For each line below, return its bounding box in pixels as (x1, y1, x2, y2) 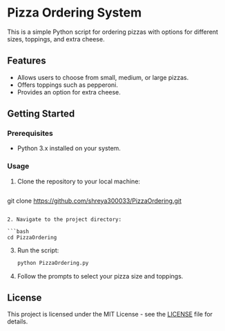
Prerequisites (7, 129, 53, 139)
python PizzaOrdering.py (17, 259, 89, 266)
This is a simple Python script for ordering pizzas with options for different (7, 28, 219, 36)
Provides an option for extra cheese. (17, 88, 121, 96)
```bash (7, 228, 30, 235)
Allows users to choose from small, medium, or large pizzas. (17, 73, 189, 81)
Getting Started (7, 108, 75, 120)
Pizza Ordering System (7, 5, 142, 21)
